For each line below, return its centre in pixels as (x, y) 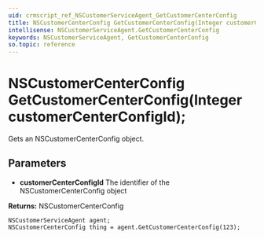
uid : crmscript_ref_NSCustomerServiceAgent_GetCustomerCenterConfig (123, 15)
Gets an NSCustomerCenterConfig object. (76, 139)
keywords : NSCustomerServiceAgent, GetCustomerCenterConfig (109, 37)
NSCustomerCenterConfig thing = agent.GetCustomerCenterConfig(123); (125, 227)
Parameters (37, 163)
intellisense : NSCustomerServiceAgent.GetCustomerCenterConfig (114, 30)
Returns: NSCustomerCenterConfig (66, 206)
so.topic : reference (42, 45)
